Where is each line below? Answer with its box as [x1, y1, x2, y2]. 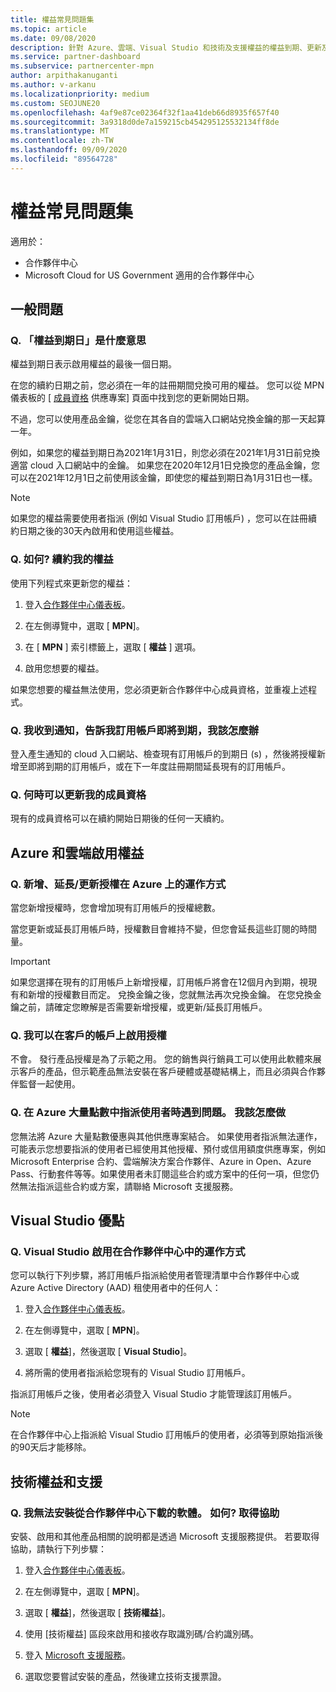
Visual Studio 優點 [10, 1212, 125, 1229]
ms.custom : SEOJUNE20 [10, 98, 101, 108]
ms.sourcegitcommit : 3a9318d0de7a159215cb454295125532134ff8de [10, 117, 280, 127]
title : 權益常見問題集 [10, 14, 95, 25]
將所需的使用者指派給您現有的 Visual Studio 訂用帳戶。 [24, 1367, 251, 1379]
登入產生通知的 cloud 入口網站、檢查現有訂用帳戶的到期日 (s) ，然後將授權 [10, 747, 317, 760]
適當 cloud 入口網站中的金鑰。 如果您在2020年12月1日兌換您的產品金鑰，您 [10, 459, 321, 471]
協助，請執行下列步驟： [10, 1542, 107, 1555]
